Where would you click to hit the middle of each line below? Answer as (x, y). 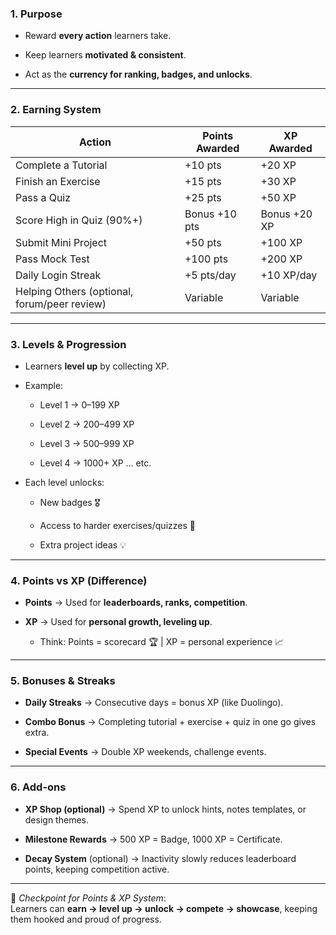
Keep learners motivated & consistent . (105, 55)
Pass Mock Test (52, 259)
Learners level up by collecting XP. (97, 366)
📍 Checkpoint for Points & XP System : (88, 898)
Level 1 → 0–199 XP (79, 404)
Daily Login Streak (58, 275)
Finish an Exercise (58, 181)
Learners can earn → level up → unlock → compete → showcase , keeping (164, 908)
